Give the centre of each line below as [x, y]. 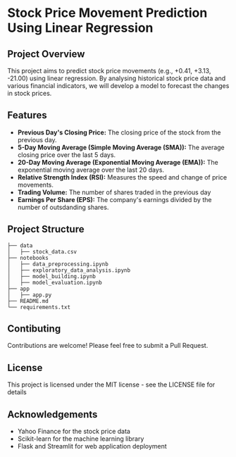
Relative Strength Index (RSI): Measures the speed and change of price [122, 177]
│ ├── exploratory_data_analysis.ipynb [69, 270]
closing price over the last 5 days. [67, 155]
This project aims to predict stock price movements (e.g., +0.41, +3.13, [109, 71]
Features [27, 115]
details [17, 392]
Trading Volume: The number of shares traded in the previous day [114, 192]
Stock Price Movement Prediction [107, 13]
